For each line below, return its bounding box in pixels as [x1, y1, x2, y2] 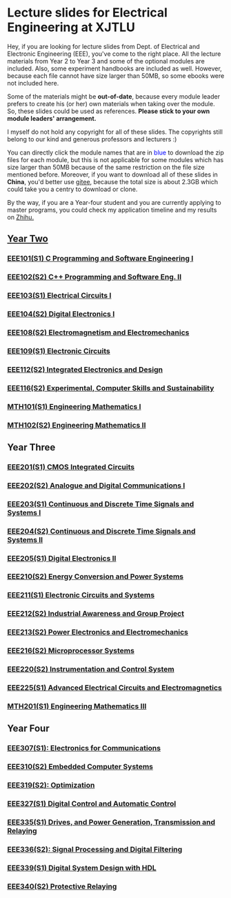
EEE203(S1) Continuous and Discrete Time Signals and [7, 499, 194, 508]
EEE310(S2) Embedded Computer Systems [7, 762, 154, 772]
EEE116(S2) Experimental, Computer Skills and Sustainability [7, 383, 214, 392]
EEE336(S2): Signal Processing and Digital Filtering [7, 844, 183, 854]
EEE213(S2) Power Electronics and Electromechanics [7, 628, 188, 637]
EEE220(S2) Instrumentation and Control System [7, 664, 174, 674]
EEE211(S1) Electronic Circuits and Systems [7, 590, 155, 600]
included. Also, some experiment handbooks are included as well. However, [7, 64, 222, 72]
